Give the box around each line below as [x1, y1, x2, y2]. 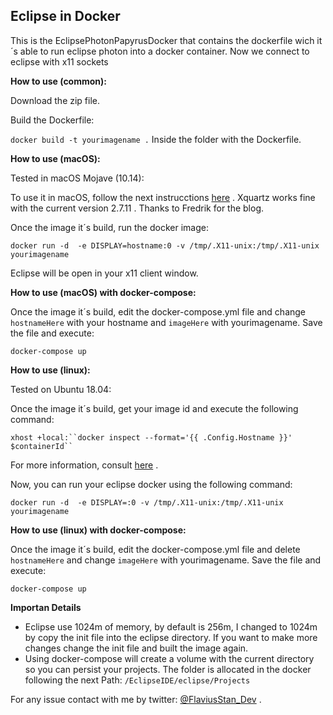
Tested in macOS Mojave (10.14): [10, 172, 145, 184]
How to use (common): [10, 75, 108, 87]
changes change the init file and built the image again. [24, 642, 249, 654]
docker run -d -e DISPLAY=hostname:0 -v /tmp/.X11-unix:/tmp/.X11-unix [10, 240, 320, 251]
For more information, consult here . [10, 459, 159, 471]
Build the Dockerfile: [10, 114, 95, 126]
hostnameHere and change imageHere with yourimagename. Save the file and [10, 554, 322, 566]
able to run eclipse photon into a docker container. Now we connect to [19, 45, 310, 57]
